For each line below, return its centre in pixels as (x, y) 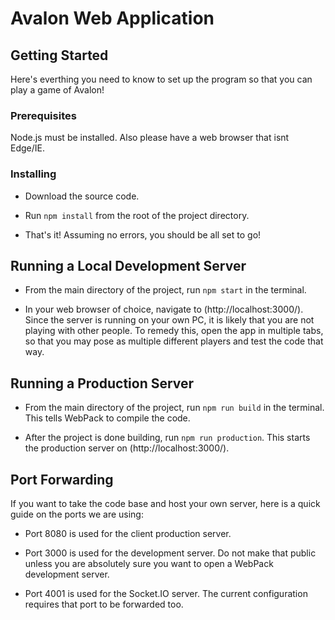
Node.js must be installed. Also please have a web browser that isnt (150, 138)
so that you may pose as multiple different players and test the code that (174, 341)
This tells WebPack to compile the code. (107, 418)
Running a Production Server (102, 383)
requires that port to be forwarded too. (104, 604)
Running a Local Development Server (128, 265)
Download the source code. (82, 196)
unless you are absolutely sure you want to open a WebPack (149, 564)
